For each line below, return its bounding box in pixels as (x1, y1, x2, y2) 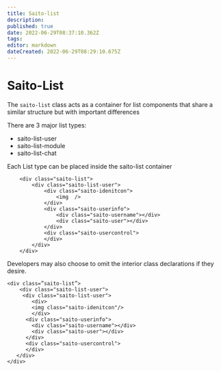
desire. (7, 267, 27, 275)
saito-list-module (16, 141, 66, 149)
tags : (7, 36, 23, 43)
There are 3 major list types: (7, 121, 87, 129)
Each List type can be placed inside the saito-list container (7, 162, 172, 170)
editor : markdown (7, 42, 57, 49)
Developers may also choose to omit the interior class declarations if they (7, 259, 214, 267)
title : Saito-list (7, 10, 60, 17)
